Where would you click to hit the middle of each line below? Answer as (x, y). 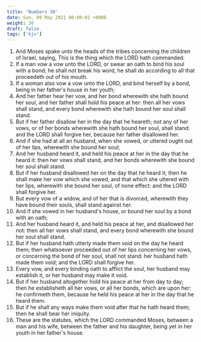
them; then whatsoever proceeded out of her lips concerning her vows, (103, 250)
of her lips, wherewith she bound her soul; (68, 148)
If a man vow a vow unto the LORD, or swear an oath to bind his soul (100, 64)
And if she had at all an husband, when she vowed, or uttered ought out (104, 141)
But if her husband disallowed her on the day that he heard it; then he (101, 173)
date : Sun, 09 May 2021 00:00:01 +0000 (57, 17)
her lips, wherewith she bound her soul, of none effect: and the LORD (101, 186)
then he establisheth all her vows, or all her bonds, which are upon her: (103, 288)
